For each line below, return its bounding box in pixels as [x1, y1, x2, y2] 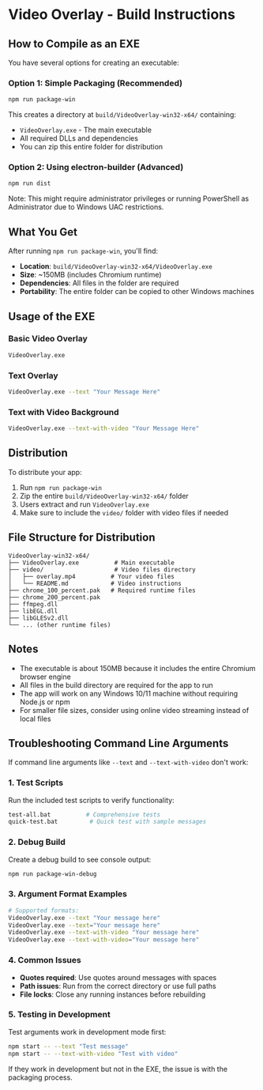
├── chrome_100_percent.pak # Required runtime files [8, 586, 196, 594]
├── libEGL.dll [8, 607, 58, 615]
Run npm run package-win [19, 482, 103, 492]
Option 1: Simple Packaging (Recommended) [8, 77, 183, 89]
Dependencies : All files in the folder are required [19, 278, 179, 288]
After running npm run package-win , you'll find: [8, 247, 159, 256]
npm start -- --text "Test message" [8, 1042, 129, 1050]
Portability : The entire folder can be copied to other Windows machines [19, 287, 255, 296]
